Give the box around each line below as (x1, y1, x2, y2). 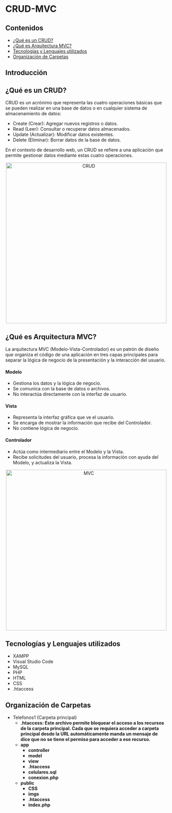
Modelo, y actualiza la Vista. (12, 459, 73, 465)
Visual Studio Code (12, 659, 54, 665)
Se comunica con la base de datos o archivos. (12, 386, 110, 392)
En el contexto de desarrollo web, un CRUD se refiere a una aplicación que (5, 147, 163, 153)
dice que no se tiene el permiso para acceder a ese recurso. (20, 736, 150, 743)
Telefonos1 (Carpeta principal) (12, 714, 77, 720)
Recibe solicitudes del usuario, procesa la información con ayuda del (12, 454, 159, 460)
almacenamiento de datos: (5, 111, 62, 117)
